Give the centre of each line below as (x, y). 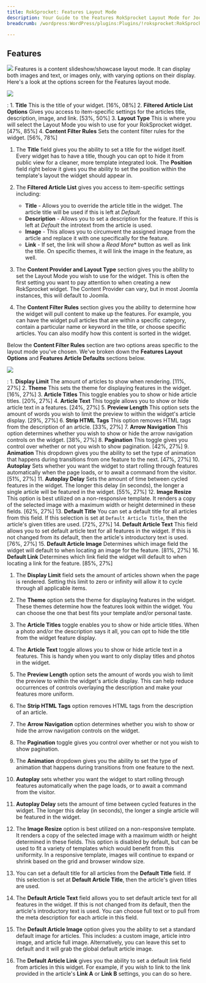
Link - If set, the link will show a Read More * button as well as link (108, 245)
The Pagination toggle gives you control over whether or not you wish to (107, 743)
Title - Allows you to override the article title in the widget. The (104, 206)
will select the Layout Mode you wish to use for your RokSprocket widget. (99, 125)
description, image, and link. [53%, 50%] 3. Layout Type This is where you (101, 118)
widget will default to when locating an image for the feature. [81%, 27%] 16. (103, 550)
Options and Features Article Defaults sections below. (76, 358)
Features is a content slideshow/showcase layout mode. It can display (103, 69)
